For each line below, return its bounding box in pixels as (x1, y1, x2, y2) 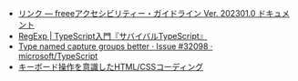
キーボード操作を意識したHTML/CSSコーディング (17, 62, 204, 72)
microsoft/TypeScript (17, 51, 98, 61)
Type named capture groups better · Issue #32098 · (17, 41, 213, 52)
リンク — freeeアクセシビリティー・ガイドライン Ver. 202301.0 (17, 8, 256, 18)
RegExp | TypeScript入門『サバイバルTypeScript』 (17, 31, 208, 41)
